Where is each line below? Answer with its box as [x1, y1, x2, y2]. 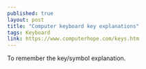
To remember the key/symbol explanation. [7, 54, 126, 62]
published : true [7, 10, 53, 17]
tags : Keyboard [7, 29, 51, 36]
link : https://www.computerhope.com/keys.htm [7, 36, 139, 42]
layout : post [7, 16, 45, 23]
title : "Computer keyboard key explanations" [7, 23, 139, 29]
